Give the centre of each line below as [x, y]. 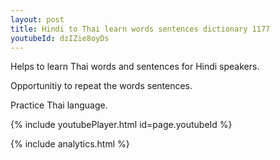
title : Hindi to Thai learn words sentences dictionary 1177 [140, 29]
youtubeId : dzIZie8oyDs [60, 38]
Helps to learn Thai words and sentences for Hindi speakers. [135, 67]
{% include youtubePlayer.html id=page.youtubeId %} [121, 125]
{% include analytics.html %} [70, 144]
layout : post [37, 19]
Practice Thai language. [59, 105]
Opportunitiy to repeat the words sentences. [101, 86]
